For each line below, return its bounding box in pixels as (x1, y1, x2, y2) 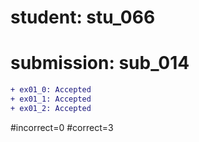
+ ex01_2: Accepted (10, 103, 92, 113)
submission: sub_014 (10, 52, 190, 75)
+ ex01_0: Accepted (10, 85, 92, 95)
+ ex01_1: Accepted (10, 94, 92, 104)
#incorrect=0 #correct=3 (10, 121, 114, 133)
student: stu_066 (10, 6, 156, 29)
